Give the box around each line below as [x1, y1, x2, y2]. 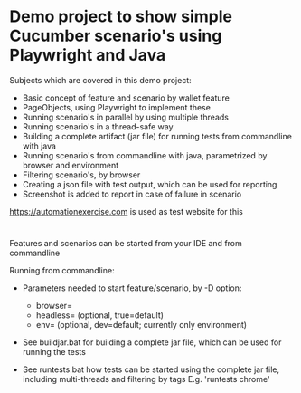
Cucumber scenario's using [9, 25, 222, 46]
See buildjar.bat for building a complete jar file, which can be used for [22, 337, 282, 348]
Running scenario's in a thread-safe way [22, 120, 174, 132]
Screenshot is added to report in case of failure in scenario [22, 188, 242, 199]
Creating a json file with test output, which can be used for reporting [22, 178, 277, 189]
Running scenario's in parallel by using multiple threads [22, 111, 229, 122]
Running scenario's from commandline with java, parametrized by [22, 149, 268, 160]
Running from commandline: [9, 265, 115, 276]
